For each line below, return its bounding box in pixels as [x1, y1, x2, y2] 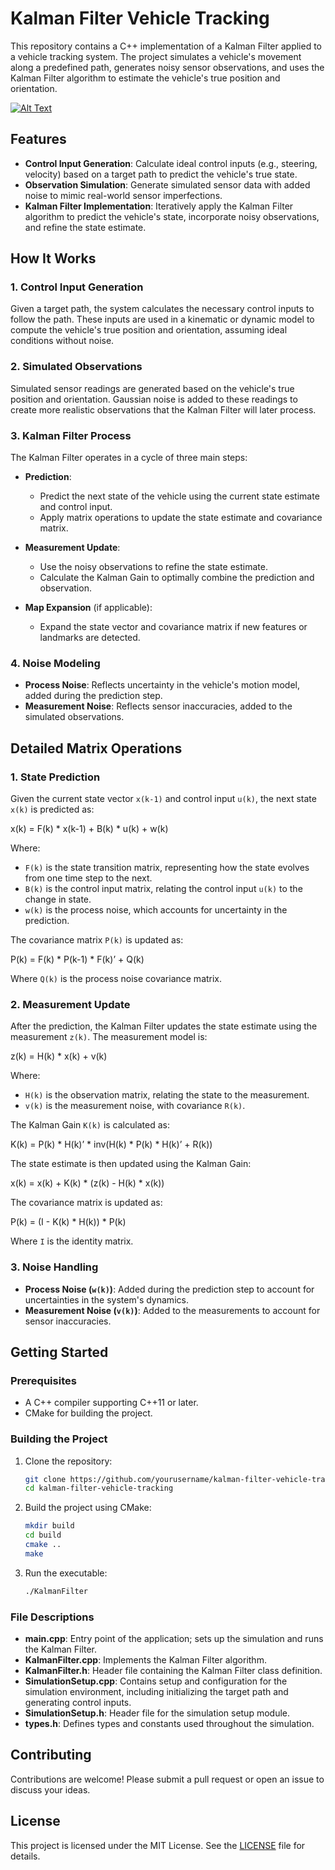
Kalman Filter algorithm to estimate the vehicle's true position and [10, 72, 281, 84]
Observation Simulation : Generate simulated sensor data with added [24, 178, 311, 191]
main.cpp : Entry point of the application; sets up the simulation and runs [24, 1633, 324, 1645]
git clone [24, 1474, 67, 1484]
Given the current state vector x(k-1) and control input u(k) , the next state [10, 793, 317, 805]
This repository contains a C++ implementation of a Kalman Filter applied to [10, 40, 322, 52]
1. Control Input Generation [10, 280, 144, 294]
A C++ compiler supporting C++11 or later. [24, 1397, 199, 1409]
